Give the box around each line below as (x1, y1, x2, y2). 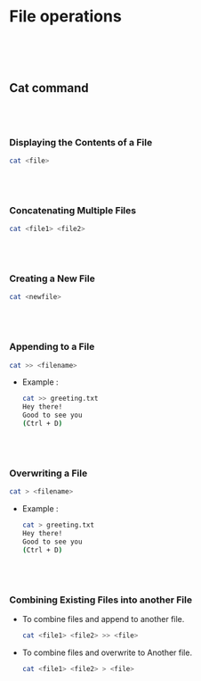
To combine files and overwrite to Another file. (21, 647, 193, 658)
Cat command (9, 80, 89, 96)
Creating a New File (9, 272, 95, 285)
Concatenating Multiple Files (9, 203, 136, 216)
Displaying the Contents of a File (9, 136, 153, 148)
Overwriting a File (9, 467, 88, 479)
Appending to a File (9, 341, 95, 353)
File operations (9, 6, 122, 27)
